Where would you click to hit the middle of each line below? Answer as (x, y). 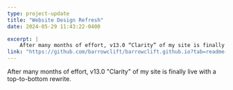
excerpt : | (23, 39)
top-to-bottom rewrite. (39, 79)
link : (15, 52)
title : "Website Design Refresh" (55, 20)
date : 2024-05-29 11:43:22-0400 (54, 26)
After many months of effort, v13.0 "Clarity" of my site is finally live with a (112, 71)
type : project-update (38, 13)
